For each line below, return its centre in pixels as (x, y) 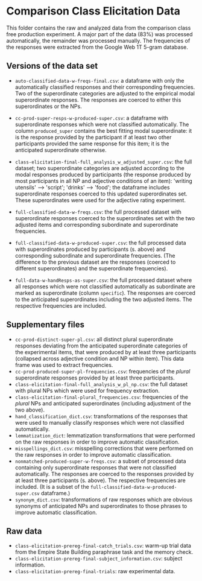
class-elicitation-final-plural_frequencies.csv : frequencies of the (102, 397)
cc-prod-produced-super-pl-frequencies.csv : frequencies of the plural (103, 371)
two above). (30, 410)
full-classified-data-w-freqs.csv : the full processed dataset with (98, 212)
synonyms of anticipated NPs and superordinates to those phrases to (101, 506)
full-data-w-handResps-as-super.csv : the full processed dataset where (103, 280)
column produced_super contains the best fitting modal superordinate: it (103, 130)
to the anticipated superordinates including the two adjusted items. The (103, 299)
